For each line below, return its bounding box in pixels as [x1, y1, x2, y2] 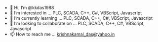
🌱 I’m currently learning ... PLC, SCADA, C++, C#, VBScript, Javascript [9, 15, 153, 21]
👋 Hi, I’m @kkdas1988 [9, 5, 54, 10]
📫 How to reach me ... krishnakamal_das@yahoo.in [9, 31, 115, 37]
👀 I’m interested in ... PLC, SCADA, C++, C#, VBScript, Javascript [9, 10, 142, 16]
